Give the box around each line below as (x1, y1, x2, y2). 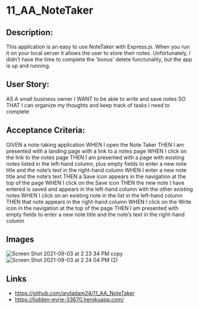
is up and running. (6, 62, 50, 69)
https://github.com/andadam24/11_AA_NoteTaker (14, 290, 135, 297)
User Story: (6, 79, 49, 89)
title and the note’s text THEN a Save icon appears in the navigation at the (6, 172, 186, 180)
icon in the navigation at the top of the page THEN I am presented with (6, 204, 179, 212)
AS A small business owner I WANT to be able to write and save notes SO (6, 95, 186, 102)
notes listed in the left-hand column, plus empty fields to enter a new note (6, 160, 187, 167)
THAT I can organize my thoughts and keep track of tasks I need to (6, 101, 170, 109)
